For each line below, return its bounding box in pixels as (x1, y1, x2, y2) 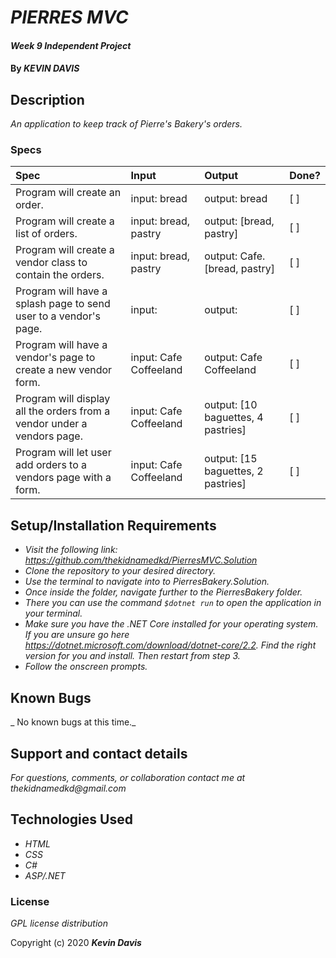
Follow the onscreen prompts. (24, 661, 148, 673)
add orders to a (15, 458, 88, 472)
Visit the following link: (24, 544, 118, 556)
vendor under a (15, 417, 88, 431)
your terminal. (24, 607, 83, 620)
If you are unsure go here (24, 629, 130, 641)
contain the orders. (15, 268, 105, 282)
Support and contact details (10, 745, 188, 762)
